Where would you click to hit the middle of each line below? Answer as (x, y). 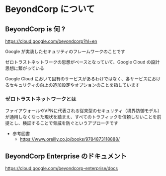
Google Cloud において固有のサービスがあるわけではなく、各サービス (76, 79)
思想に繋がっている (25, 68)
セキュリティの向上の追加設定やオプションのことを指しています (75, 85)
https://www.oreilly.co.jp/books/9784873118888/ (70, 139)
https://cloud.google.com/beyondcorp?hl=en (51, 41)
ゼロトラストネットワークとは (41, 99)
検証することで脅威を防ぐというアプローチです (70, 123)
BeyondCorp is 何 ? (35, 29)
